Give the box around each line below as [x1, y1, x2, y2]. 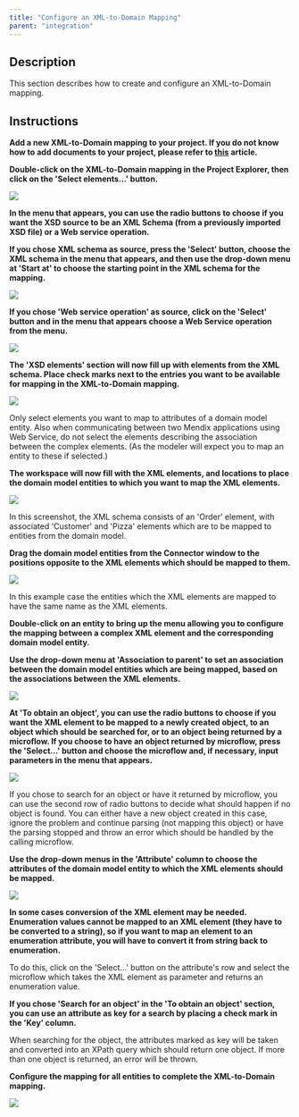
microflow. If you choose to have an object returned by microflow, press [9, 736, 281, 747]
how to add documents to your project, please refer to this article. [9, 147, 258, 157]
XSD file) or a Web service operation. [9, 227, 150, 238]
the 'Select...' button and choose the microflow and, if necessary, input [9, 745, 278, 756]
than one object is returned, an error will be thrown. [9, 1054, 199, 1064]
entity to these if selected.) [9, 450, 109, 461]
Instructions [9, 113, 79, 129]
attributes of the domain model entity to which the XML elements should [9, 863, 284, 874]
